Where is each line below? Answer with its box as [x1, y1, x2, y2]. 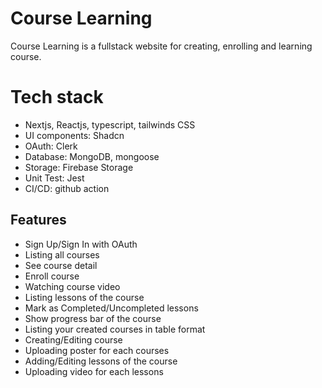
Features [10, 212, 67, 229]
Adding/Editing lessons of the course [24, 355, 178, 367]
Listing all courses [24, 248, 100, 261]
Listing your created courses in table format [24, 323, 206, 335]
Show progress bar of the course [24, 312, 162, 324]
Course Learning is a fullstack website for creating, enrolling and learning [10, 40, 313, 52]
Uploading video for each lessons [24, 365, 164, 377]
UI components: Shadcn [24, 129, 125, 141]
